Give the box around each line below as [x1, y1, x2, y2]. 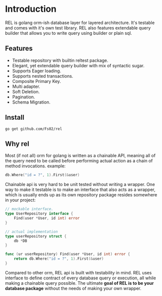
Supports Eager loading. [12, 68, 61, 74]
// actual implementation [5, 229, 58, 234]
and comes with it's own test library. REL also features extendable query [5, 25, 151, 30]
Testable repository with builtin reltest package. [12, 57, 109, 63]
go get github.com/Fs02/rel [5, 126, 63, 131]
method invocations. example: [5, 163, 66, 169]
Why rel [5, 139, 29, 148]
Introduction [5, 3, 57, 15]
